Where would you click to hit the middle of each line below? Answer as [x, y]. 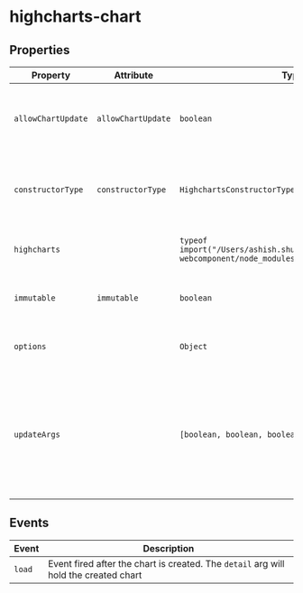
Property [50, 75]
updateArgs [37, 435]
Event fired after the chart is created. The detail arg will [166, 563]
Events [29, 523]
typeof [193, 241]
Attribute [134, 75]
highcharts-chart [75, 17]
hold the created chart [95, 575]
